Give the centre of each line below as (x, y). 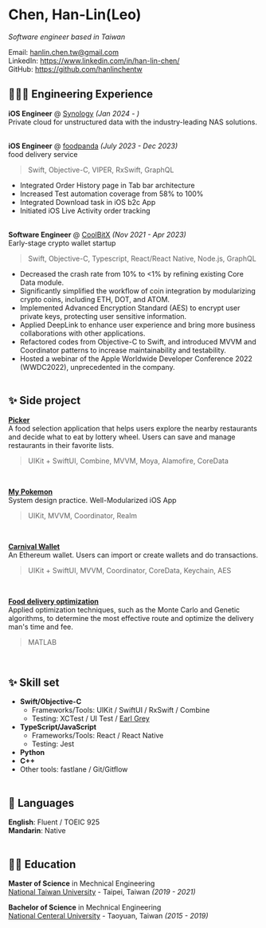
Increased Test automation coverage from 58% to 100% (111, 194)
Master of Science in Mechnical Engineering (82, 883)
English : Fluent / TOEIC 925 (54, 822)
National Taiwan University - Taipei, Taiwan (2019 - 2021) (102, 892)
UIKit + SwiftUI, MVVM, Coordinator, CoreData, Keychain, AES (129, 570)
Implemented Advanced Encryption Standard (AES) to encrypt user (130, 308)
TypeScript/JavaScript (58, 727)
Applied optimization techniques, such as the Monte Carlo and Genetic (124, 609)
